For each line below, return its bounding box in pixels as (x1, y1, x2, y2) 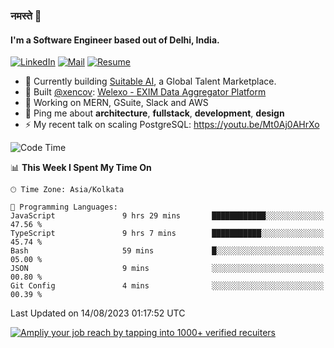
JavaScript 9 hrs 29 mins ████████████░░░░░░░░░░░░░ (10, 211, 325, 221)
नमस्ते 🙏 (10, 9, 42, 23)
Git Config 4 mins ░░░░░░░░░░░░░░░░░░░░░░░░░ (10, 281, 325, 291)
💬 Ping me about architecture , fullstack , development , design (24, 107, 285, 119)
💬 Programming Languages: (10, 202, 118, 213)
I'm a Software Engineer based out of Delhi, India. (10, 34, 220, 46)
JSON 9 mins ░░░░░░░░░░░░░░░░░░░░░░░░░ (10, 264, 325, 274)
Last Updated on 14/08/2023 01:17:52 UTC (10, 307, 186, 319)
